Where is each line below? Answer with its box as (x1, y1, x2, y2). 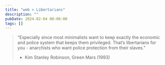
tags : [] (5, 21, 23, 26)
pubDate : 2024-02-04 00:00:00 (5, 16, 68, 21)
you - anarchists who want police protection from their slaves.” (17, 45, 146, 51)
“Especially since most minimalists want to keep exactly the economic (17, 34, 160, 40)
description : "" (5, 12, 39, 17)
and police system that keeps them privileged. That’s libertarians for (17, 40, 157, 46)
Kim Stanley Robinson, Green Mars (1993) (24, 55, 110, 61)
